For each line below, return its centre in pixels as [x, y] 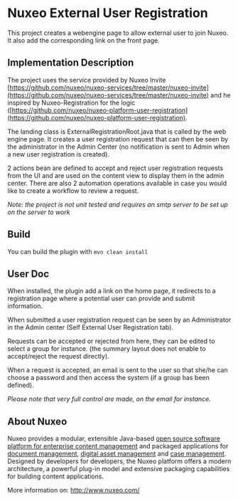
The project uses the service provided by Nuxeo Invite [87, 80]
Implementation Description [71, 63]
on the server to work [39, 212]
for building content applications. [56, 476]
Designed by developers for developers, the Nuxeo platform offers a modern [119, 461]
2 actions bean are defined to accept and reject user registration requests [115, 168]
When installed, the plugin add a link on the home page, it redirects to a [112, 291]
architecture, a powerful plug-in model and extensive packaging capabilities [119, 469]
